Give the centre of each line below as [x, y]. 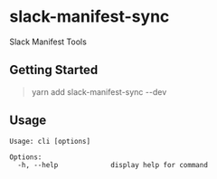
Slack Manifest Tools [48, 42]
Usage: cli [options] [50, 141]
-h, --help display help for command [113, 165]
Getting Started [54, 70]
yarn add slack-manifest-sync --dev [99, 91]
